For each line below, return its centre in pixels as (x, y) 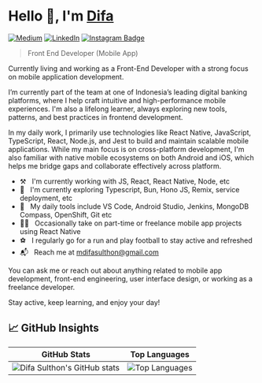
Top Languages (160, 354)
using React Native (50, 231)
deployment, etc (46, 198)
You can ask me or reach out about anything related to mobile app (115, 270)
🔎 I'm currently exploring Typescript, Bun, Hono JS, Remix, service (129, 189)
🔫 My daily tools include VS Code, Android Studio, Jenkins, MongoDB (134, 206)
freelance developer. (42, 287)
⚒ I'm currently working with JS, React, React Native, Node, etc (125, 181)
